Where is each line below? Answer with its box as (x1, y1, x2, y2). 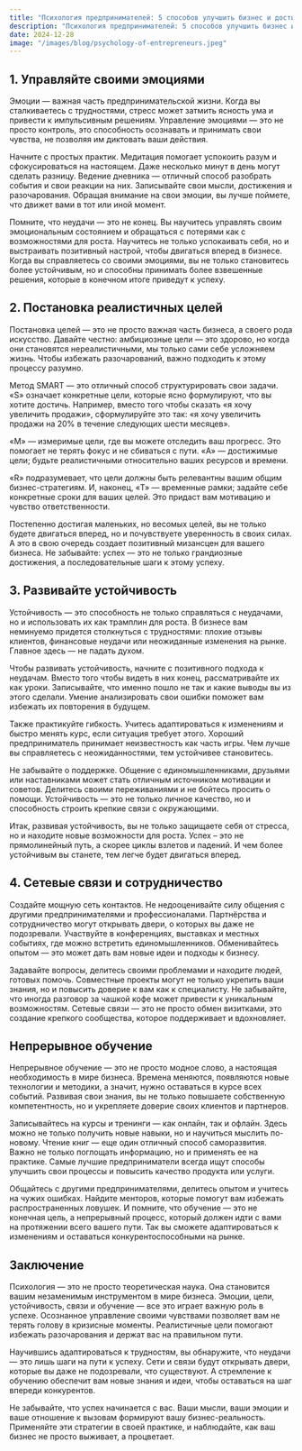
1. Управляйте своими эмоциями (9, 71, 205, 87)
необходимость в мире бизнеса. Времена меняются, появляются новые (9, 1072, 289, 1082)
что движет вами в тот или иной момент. (9, 199, 166, 210)
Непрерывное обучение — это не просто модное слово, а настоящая (9, 1063, 278, 1073)
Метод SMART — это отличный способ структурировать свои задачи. (9, 379, 279, 390)
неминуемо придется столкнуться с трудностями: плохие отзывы (9, 625, 262, 636)
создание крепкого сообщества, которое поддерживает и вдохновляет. (9, 1012, 286, 1023)
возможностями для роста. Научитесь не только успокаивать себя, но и (9, 236, 289, 247)
